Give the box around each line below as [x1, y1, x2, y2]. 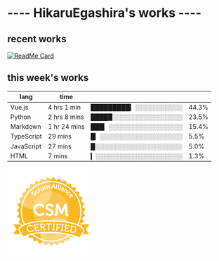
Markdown [10, 122, 41, 131]
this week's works [7, 72, 89, 84]
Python [10, 113, 32, 121]
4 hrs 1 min [48, 103, 81, 111]
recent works [7, 33, 67, 45]
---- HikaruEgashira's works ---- [7, 5, 202, 21]
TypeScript [10, 132, 42, 141]
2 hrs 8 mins [48, 113, 84, 121]
